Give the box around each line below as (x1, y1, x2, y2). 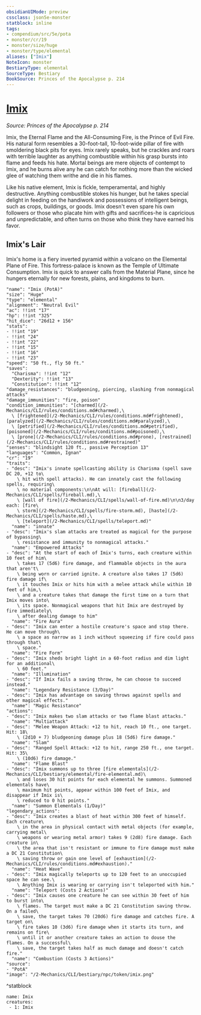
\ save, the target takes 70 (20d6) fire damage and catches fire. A (17, 913, 195, 919)
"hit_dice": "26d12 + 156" (6, 317, 74, 324)
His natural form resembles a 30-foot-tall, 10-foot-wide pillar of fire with (6, 140, 184, 148)
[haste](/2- (148, 507, 179, 514)
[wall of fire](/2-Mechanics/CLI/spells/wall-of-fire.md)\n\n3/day (22, 497, 195, 503)
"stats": (6, 323, 28, 329)
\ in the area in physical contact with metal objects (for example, (17, 823, 195, 830)
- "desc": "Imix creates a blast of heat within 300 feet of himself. (6, 813, 187, 819)
